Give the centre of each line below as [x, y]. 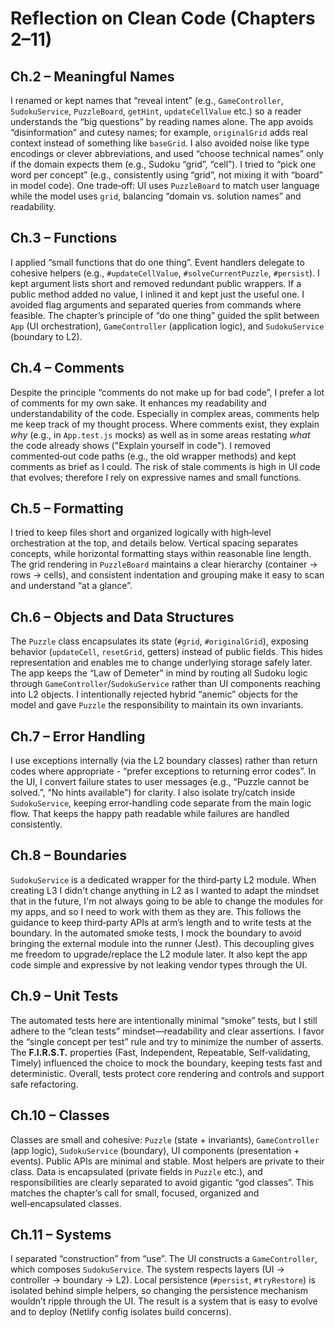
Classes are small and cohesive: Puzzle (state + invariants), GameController [165, 1139]
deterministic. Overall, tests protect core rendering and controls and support [167, 1073]
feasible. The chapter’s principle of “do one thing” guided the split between [165, 315]
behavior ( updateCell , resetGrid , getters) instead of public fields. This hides [166, 652]
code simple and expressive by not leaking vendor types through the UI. [159, 964]
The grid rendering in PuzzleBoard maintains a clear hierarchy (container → [164, 564]
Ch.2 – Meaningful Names [92, 76]
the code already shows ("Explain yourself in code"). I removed [140, 445]
